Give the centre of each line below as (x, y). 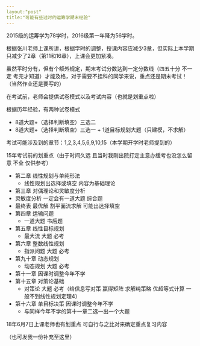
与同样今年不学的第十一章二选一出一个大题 (77, 311)
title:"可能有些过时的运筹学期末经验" (48, 17)
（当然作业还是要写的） (35, 83)
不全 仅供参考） (32, 163)
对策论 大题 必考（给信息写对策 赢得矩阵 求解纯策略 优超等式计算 (104, 288)
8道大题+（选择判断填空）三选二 (55, 122)
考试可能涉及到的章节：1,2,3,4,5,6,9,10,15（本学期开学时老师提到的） (91, 142)
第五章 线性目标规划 (39, 228)
